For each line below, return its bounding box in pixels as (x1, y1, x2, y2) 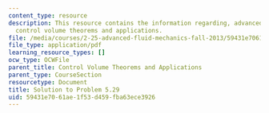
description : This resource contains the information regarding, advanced (8, 19, 263, 27)
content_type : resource (8, 11, 88, 20)
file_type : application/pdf (8, 41, 102, 49)
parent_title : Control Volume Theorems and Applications (8, 64, 203, 72)
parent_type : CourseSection (8, 71, 102, 79)
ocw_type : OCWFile (8, 56, 70, 64)
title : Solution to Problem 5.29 (8, 85, 120, 94)
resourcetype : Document (8, 78, 88, 86)
